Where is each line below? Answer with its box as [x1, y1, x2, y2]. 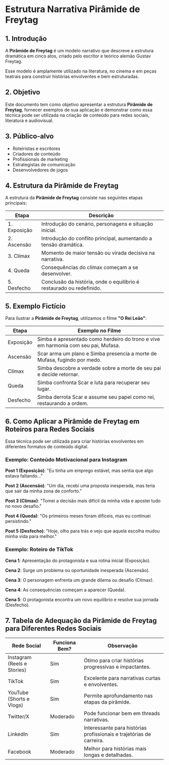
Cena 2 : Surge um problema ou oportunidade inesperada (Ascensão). [5, 567, 150, 573]
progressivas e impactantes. [83, 663, 151, 670]
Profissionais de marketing [12, 156, 68, 162]
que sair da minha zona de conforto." [5, 488, 82, 494]
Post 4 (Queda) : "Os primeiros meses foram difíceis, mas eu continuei [5, 513, 151, 519]
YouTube [8, 689, 29, 696]
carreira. [83, 737, 104, 744]
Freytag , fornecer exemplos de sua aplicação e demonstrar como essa [5, 107, 152, 113]
